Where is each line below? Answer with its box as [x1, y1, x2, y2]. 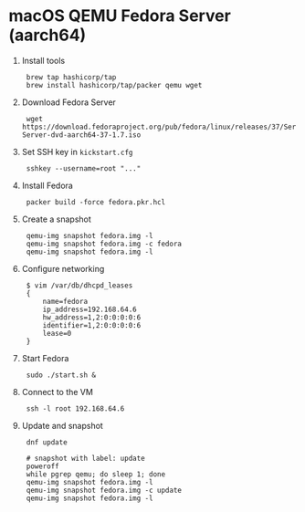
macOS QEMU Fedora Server [8, 5, 232, 26]
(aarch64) [8, 25, 87, 46]
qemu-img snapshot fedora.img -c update [26, 486, 183, 495]
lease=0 [42, 329, 72, 338]
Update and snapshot [21, 420, 104, 431]
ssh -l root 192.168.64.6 [26, 403, 125, 413]
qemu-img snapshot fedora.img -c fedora [26, 239, 183, 248]
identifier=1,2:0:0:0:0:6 [42, 320, 142, 329]
